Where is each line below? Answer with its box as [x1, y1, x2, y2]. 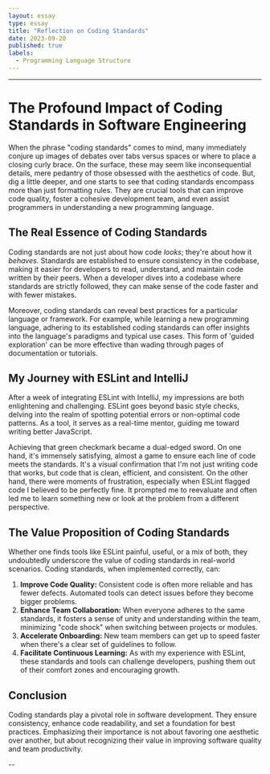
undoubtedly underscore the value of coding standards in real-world [8, 556, 235, 566]
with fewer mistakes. [8, 290, 77, 299]
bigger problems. [19, 597, 78, 607]
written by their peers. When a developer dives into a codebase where [8, 273, 241, 282]
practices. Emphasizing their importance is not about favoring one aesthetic [8, 727, 260, 737]
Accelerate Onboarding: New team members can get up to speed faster [19, 631, 261, 640]
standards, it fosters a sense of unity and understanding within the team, [19, 614, 261, 624]
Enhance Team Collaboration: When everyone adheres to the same [19, 605, 245, 615]
